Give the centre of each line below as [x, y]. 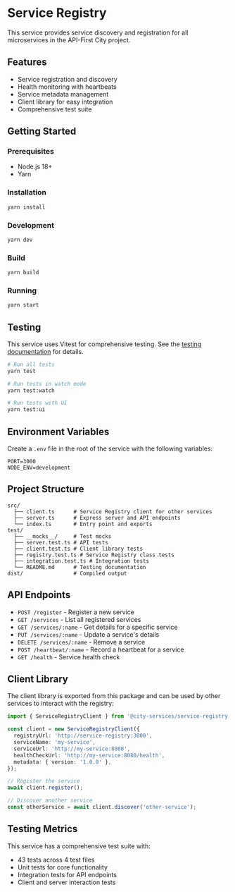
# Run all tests [31, 365]
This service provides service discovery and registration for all [98, 32]
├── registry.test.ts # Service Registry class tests [94, 555]
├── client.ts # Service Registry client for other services [113, 512]
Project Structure [46, 489]
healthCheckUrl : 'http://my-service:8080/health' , [89, 755]
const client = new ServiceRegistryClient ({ [74, 729]
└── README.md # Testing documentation [80, 567]
